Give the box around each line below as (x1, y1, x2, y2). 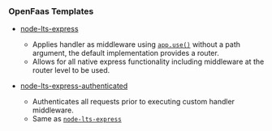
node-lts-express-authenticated (19, 81, 128, 91)
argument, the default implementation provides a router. (32, 49, 219, 58)
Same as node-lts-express (32, 114, 122, 124)
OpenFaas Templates (8, 6, 94, 17)
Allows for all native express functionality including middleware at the (32, 57, 265, 66)
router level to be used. (32, 65, 110, 75)
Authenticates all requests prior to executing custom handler (32, 97, 235, 107)
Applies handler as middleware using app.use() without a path (32, 40, 241, 49)
